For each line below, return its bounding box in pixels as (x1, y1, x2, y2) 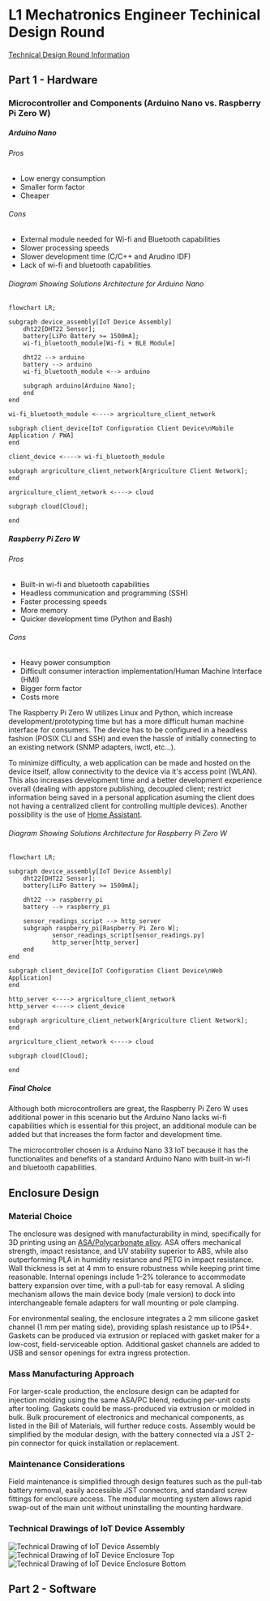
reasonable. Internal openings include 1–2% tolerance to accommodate (8, 1272, 246, 1281)
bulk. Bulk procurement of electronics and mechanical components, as (8, 1413, 245, 1423)
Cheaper (19, 191, 50, 200)
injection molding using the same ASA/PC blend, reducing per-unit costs (8, 1395, 251, 1405)
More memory (19, 605, 68, 615)
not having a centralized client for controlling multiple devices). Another (8, 801, 247, 811)
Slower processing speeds (19, 243, 109, 253)
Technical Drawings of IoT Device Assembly (8, 1523, 186, 1534)
